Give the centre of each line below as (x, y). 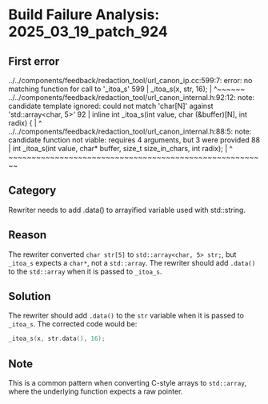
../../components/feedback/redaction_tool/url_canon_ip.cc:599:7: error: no (130, 80)
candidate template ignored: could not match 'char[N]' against (111, 106)
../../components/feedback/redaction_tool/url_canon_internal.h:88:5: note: (130, 131)
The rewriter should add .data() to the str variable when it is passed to (126, 316)
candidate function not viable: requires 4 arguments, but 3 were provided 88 (134, 140)
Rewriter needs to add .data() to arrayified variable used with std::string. (127, 210)
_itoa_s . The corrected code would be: (73, 324)
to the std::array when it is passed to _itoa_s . (85, 271)
